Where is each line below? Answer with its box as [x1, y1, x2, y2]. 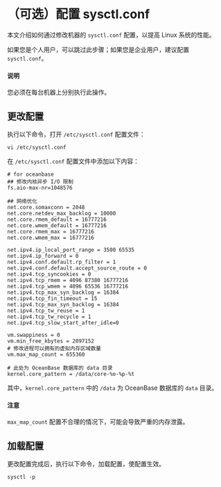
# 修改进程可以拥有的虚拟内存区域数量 [7, 345, 102, 352]
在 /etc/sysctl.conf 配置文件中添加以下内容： [7, 157, 140, 165]
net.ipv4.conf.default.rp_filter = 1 [7, 258, 116, 265]
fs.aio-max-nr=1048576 [7, 184, 73, 191]
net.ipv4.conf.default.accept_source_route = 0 [7, 265, 148, 272]
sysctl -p [7, 473, 36, 480]
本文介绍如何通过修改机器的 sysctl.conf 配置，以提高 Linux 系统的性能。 [7, 31, 215, 39]
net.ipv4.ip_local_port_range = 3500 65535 [7, 246, 135, 254]
